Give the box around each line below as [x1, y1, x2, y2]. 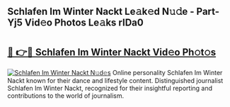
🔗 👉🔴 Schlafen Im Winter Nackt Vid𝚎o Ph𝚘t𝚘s [7, 46, 217, 58]
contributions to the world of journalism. [7, 91, 125, 100]
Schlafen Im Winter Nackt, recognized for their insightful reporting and [7, 84, 213, 92]
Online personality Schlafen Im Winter [112, 69, 223, 77]
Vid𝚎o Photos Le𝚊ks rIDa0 [24, 17, 144, 29]
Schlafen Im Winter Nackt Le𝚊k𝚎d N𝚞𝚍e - [7, 6, 195, 18]
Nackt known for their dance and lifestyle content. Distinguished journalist [7, 77, 224, 84]
